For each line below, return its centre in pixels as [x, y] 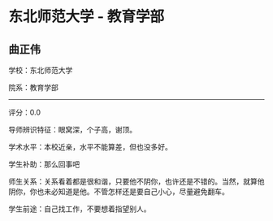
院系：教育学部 [33, 87]
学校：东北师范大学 [41, 70]
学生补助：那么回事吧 [44, 164]
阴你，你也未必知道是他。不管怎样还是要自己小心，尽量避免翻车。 [119, 191]
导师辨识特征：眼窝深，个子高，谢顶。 [72, 130]
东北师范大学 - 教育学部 [87, 17]
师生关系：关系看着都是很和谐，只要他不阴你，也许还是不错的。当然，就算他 [136, 181]
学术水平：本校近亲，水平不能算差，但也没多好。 [90, 147]
